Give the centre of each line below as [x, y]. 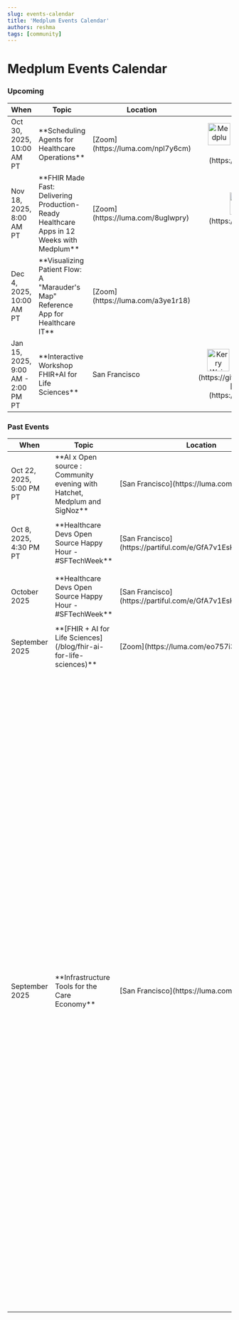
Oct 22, [23, 470]
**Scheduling [62, 130]
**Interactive [61, 357]
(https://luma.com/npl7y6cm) [142, 148]
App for [51, 314]
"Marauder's [59, 287]
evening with [76, 484]
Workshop [56, 365]
